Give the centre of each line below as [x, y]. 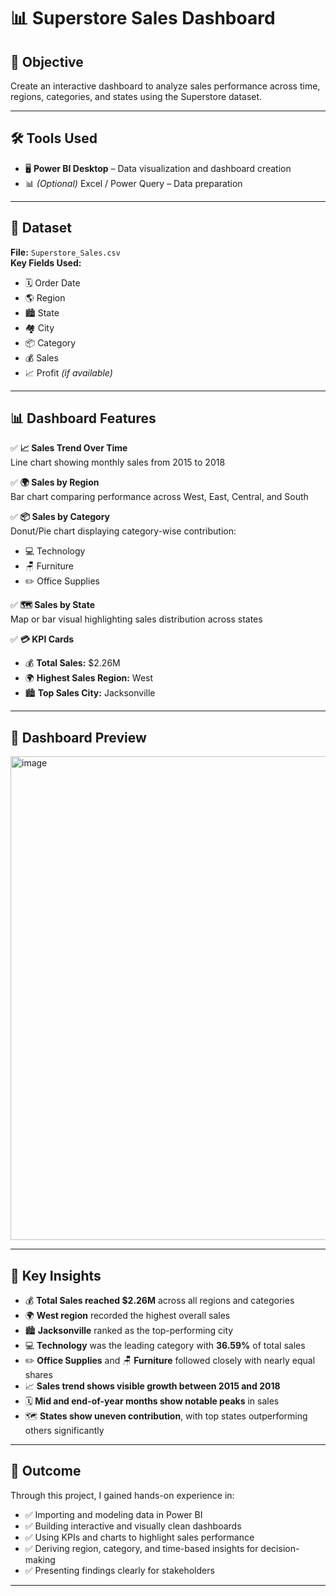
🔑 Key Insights [56, 1275]
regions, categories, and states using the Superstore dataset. [136, 96]
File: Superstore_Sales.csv [65, 252]
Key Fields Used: [46, 262]
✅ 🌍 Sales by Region [55, 482]
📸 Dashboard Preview [78, 737]
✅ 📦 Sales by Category [60, 517]
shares [38, 1375]
